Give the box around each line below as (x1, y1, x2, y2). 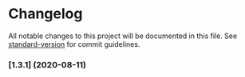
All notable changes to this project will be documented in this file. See (8, 31, 238, 40)
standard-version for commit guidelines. (8, 39, 140, 48)
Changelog (8, 5, 83, 23)
